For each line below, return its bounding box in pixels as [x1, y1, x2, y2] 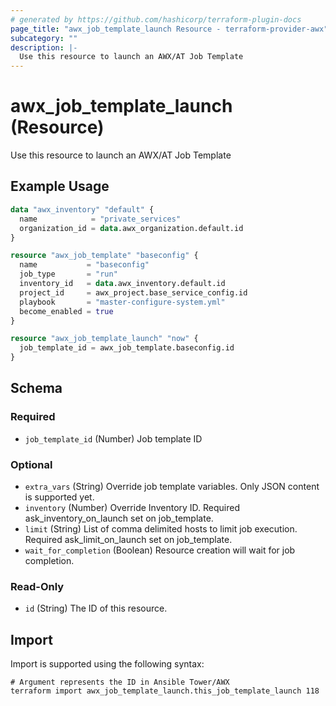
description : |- [10, 42, 78, 53]
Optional [10, 457, 53, 471]
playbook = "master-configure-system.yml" [19, 297, 226, 307]
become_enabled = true [19, 306, 114, 316]
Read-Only [10, 579, 65, 593]
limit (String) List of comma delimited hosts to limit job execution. [24, 522, 298, 535]
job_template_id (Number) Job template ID [24, 432, 203, 445]
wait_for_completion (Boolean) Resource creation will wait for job [24, 544, 296, 556]
